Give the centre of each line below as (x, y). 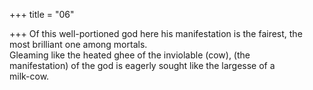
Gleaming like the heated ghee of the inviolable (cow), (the (130, 55)
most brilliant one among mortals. (78, 44)
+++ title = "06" (42, 14)
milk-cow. (29, 76)
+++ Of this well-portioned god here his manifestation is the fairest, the (156, 33)
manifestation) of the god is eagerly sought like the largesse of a (142, 65)
